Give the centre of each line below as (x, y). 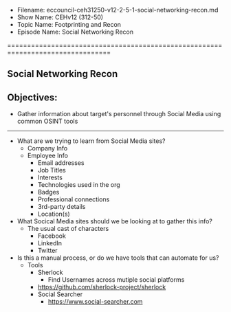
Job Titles (52, 170)
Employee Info (48, 156)
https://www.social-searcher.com (95, 302)
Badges (48, 192)
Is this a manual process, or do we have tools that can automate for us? (118, 258)
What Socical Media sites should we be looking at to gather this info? (115, 221)
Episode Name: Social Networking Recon (75, 32)
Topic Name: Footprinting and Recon (69, 24)
